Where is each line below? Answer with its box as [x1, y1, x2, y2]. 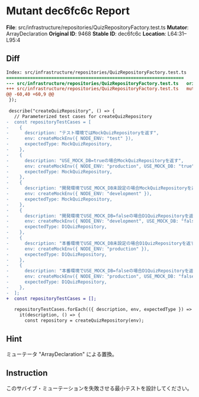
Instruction [6, 368, 48, 378]
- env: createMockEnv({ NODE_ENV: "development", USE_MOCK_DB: [6, 218, 179, 224]
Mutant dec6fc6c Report [6, 4, 130, 18]
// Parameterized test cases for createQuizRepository [14, 113, 152, 119]
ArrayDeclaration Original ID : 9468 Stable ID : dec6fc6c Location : [6, 30, 167, 37]
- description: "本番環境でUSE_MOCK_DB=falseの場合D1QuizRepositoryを [6, 268, 190, 274]
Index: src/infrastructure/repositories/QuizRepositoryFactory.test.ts [6, 69, 187, 75]
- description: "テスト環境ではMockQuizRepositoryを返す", [6, 130, 159, 136]
